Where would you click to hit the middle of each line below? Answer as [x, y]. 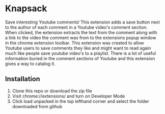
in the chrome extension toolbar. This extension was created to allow [75, 43]
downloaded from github [37, 106]
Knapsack [26, 9]
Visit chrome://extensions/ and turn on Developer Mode [69, 96]
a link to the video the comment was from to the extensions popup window [81, 38]
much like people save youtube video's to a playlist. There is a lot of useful [81, 53]
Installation [23, 79]
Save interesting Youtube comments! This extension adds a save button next [82, 22]
